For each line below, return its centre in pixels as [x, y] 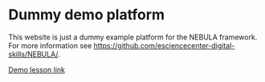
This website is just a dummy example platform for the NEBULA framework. [133, 37]
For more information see [50, 45]
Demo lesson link [37, 69]
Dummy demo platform [87, 15]
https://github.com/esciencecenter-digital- [164, 45]
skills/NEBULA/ [33, 54]
